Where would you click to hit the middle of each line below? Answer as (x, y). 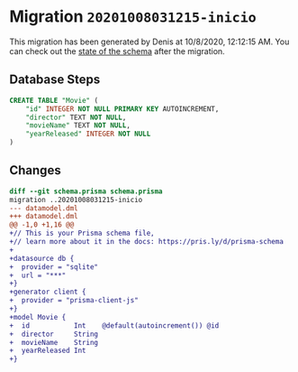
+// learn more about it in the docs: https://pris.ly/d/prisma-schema (146, 242)
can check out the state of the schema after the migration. (117, 51)
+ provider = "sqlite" (54, 267)
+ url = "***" (38, 275)
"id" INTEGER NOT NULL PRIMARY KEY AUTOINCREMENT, (122, 109)
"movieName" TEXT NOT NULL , (78, 126)
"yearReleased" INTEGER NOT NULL (88, 134)
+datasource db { (42, 258)
